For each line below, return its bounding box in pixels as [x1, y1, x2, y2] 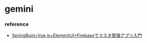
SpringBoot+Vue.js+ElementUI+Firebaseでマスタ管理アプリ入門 [11, 33, 142, 39]
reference [4, 21, 29, 28]
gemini [4, 3, 34, 15]
